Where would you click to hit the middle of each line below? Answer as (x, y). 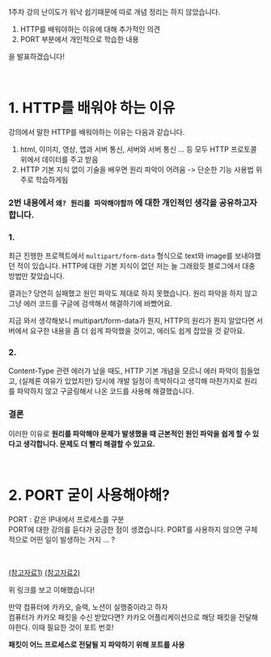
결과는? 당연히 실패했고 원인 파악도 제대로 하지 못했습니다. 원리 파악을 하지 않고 (133, 294)
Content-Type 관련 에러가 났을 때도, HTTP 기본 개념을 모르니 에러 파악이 (123, 371)
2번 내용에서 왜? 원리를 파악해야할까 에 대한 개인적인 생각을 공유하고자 (133, 203)
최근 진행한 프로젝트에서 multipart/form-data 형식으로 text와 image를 (121, 256)
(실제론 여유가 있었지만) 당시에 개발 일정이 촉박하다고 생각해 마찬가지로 (131, 381)
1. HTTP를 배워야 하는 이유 (92, 108)
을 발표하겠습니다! (37, 56)
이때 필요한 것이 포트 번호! (73, 627)
